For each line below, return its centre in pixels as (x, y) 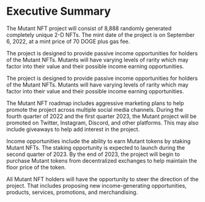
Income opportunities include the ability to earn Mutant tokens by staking (99, 141)
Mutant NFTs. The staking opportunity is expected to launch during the (96, 147)
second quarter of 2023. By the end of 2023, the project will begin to (93, 154)
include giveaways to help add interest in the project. (73, 129)
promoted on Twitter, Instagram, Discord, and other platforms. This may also (102, 122)
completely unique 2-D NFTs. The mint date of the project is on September (101, 34)
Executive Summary (59, 11)
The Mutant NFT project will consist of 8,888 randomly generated (89, 28)
